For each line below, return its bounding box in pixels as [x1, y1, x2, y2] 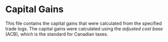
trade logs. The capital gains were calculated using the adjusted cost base [5, 25, 163, 31]
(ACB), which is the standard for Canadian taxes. [5, 31, 108, 37]
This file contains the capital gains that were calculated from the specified [5, 20, 162, 26]
